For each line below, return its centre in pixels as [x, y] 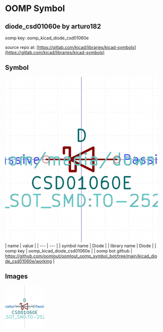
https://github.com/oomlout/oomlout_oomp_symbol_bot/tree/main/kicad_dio [81, 256]
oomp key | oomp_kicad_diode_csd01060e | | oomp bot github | [69, 251]
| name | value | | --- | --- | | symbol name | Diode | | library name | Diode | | [81, 246]
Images [16, 277]
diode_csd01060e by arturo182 [53, 26]
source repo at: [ [22, 47]
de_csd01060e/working [29, 261]
